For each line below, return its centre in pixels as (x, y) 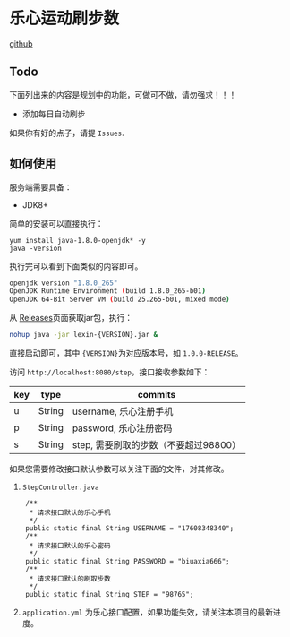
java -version (36, 248)
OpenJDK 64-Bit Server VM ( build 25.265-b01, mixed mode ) (119, 300)
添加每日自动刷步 (54, 114)
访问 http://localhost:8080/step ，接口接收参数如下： (110, 372)
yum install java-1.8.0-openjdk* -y (77, 240)
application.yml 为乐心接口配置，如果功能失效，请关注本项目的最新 (148, 612)
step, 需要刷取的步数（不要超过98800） (157, 445)
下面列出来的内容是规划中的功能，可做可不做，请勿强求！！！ (123, 94)
